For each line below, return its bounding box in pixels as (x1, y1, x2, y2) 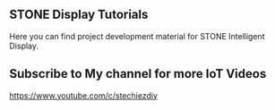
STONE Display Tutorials (9, 7, 149, 22)
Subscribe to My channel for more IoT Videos (9, 66, 267, 81)
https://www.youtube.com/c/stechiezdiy (9, 89, 159, 101)
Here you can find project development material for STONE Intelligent (9, 30, 265, 41)
